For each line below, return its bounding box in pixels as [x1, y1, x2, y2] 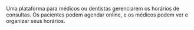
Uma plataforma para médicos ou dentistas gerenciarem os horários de [6, 5, 180, 12]
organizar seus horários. [6, 18, 65, 24]
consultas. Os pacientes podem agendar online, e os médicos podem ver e [6, 11, 189, 18]
